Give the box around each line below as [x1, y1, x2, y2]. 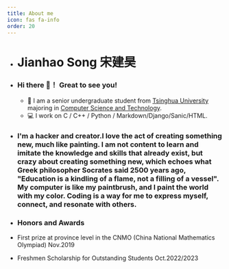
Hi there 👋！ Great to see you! [16, 80, 118, 90]
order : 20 [7, 23, 36, 29]
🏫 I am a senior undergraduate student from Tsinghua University [27, 97, 209, 105]
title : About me [7, 10, 53, 17]
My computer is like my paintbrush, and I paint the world [16, 182, 209, 192]
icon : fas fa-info [7, 16, 60, 23]
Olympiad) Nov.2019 [16, 241, 75, 249]
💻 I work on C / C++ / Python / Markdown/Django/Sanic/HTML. [27, 111, 208, 120]
